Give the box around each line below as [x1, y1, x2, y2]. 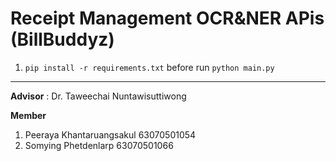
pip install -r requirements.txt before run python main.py [24, 61, 275, 73]
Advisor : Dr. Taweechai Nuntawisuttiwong [10, 90, 187, 102]
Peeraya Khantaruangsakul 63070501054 [24, 128, 197, 141]
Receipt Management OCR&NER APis [10, 7, 325, 30]
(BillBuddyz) [10, 28, 115, 51]
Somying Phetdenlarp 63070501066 [24, 139, 174, 151]
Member [10, 109, 47, 121]
